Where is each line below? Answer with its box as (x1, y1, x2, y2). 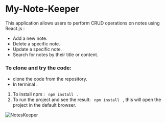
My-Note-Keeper (5, 3, 80, 15)
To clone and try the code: (5, 64, 72, 71)
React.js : (5, 25, 25, 31)
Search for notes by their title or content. (12, 52, 99, 58)
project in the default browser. (12, 102, 77, 108)
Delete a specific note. (12, 40, 60, 46)
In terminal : (12, 81, 38, 87)
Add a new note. (12, 35, 48, 41)
